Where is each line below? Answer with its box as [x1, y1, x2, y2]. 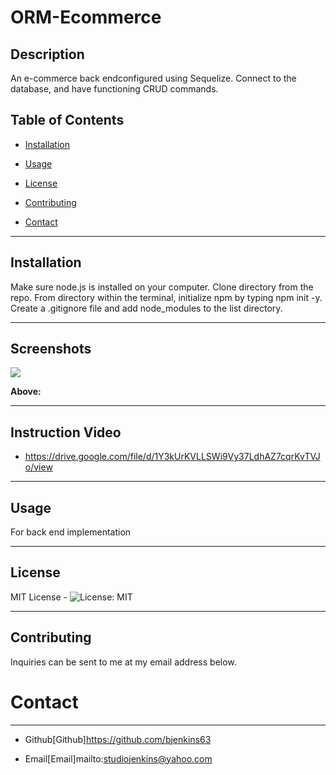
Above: [10, 386, 42, 398]
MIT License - [10, 591, 68, 603]
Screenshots [10, 341, 92, 358]
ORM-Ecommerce [10, 6, 162, 29]
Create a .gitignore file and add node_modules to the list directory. [10, 302, 283, 314]
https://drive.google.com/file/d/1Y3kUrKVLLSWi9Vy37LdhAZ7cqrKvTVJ [24, 451, 321, 463]
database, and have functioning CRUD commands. [10, 83, 219, 95]
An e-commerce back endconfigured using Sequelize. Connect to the [10, 72, 297, 84]
